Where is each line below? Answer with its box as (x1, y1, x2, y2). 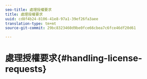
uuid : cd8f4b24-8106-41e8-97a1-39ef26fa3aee (5, 16, 98, 21)
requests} (5, 64, 47, 75)
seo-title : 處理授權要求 (5, 7, 52, 12)
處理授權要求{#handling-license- (5, 53, 143, 64)
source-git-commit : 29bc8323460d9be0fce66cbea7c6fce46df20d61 (5, 26, 136, 31)
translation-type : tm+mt (5, 21, 56, 26)
